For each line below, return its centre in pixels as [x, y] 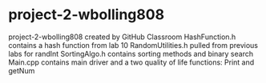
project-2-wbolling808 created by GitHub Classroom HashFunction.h [122, 37]
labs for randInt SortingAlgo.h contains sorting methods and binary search [131, 53]
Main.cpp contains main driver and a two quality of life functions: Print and [131, 62]
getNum [22, 70]
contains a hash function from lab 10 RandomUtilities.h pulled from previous [133, 45]
